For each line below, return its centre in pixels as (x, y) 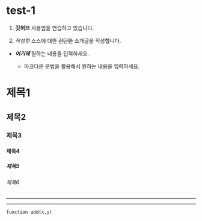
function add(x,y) (29, 212)
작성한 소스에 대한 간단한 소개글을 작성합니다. (68, 40)
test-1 (21, 11)
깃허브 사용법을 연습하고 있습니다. (54, 28)
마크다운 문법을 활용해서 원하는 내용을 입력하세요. (82, 66)
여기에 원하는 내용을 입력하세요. (52, 53)
